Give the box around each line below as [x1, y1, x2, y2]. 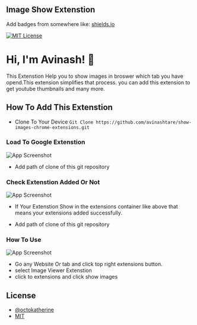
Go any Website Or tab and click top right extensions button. [14, 261, 163, 268]
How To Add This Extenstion [6, 102, 113, 112]
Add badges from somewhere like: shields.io [6, 20, 115, 27]
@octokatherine [14, 306, 55, 314]
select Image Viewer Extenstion [14, 267, 92, 274]
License [6, 291, 36, 301]
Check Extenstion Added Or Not [6, 178, 100, 186]
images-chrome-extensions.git [14, 124, 90, 130]
